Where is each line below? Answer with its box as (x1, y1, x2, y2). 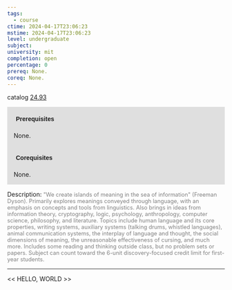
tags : (7, 10, 23, 17)
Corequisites (16, 154, 53, 162)
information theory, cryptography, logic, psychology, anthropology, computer (7, 211, 208, 218)
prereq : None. (7, 68, 48, 75)
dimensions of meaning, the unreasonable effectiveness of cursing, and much (7, 236, 211, 244)
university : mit (7, 49, 54, 56)
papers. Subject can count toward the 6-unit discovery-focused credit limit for (7, 249, 211, 257)
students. (20, 256, 45, 263)
